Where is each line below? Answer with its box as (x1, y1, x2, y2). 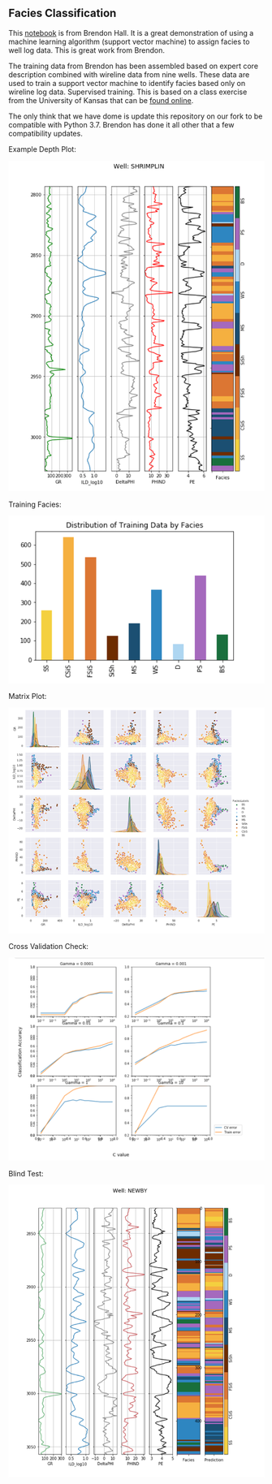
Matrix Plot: (8, 692, 47, 701)
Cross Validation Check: (8, 941, 89, 951)
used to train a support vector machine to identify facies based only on (8, 78, 246, 88)
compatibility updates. (8, 128, 83, 138)
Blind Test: (8, 1169, 44, 1179)
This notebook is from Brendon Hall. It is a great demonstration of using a (8, 28, 254, 37)
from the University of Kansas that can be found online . (8, 95, 194, 105)
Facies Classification (8, 6, 117, 20)
